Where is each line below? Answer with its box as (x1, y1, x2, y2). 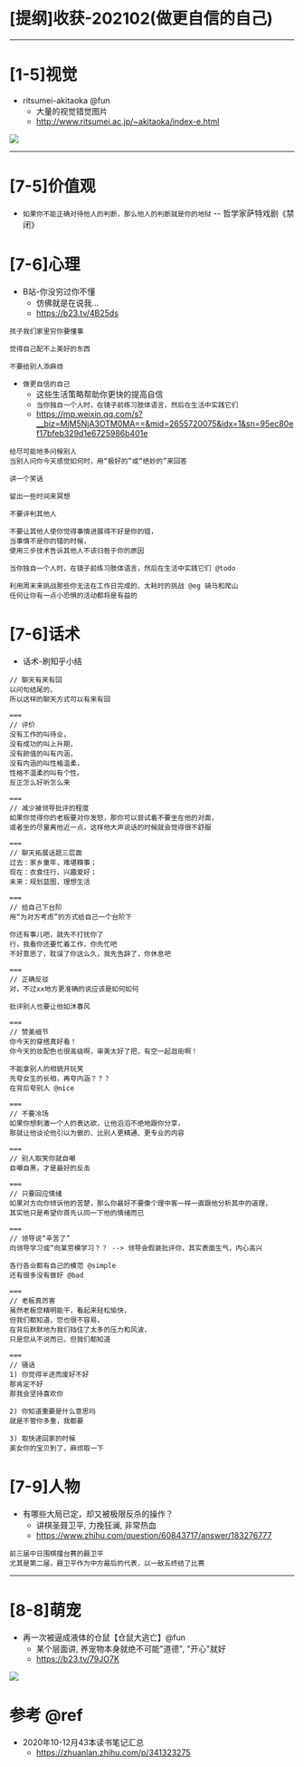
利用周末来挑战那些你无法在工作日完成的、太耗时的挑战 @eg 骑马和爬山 (9, 581, 239, 591)
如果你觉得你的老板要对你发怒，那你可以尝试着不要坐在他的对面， (9, 813, 219, 822)
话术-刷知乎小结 (22, 655, 83, 667)
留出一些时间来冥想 (9, 492, 71, 501)
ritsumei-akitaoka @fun (22, 94, 110, 105)
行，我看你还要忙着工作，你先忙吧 (9, 940, 118, 949)
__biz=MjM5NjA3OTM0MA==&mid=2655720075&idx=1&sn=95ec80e (35, 418, 294, 429)
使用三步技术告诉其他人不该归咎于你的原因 (9, 546, 145, 555)
